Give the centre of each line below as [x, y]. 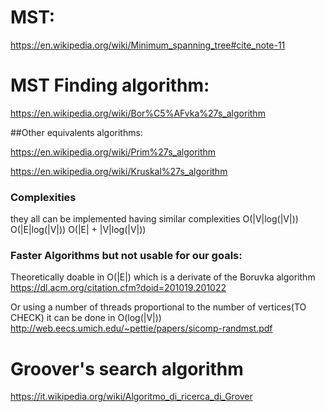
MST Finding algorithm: [110, 85]
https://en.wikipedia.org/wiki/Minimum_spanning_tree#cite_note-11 [148, 45]
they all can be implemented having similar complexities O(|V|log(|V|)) [154, 219]
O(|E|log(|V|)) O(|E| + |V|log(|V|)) [78, 230]
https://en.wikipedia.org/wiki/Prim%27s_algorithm [113, 152]
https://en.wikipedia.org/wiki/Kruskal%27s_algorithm [119, 171]
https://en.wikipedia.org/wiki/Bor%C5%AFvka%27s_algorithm [138, 113]
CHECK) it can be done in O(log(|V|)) [86, 318]
